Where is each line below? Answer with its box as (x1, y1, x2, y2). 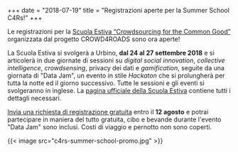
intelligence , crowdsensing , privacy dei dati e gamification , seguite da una (7, 64, 225, 72)
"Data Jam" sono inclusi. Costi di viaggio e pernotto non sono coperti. (7, 123, 212, 131)
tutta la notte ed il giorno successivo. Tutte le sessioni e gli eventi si (7, 79, 205, 87)
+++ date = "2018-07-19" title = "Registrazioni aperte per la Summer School (7, 6, 229, 14)
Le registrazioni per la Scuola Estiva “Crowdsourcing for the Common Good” (7, 28, 231, 36)
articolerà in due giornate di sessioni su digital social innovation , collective (7, 56, 225, 65)
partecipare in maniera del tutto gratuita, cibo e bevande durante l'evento (7, 115, 222, 124)
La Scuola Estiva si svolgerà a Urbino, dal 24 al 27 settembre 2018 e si (7, 49, 215, 57)
